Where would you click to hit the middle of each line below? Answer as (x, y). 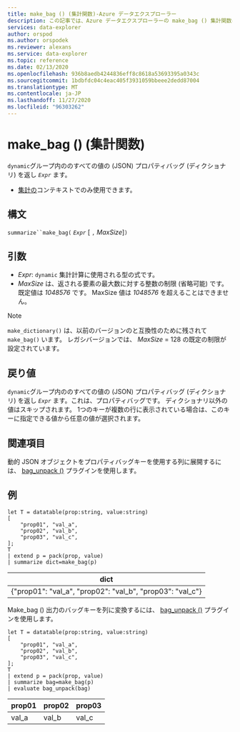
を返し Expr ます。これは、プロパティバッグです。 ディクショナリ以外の (122, 401)
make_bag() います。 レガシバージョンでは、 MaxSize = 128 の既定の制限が (117, 339)
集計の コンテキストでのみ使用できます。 (77, 189)
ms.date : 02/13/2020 (38, 67)
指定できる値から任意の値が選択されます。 (82, 418)
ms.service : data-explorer (47, 54)
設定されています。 (35, 349)
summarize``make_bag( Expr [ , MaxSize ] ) (67, 232)
